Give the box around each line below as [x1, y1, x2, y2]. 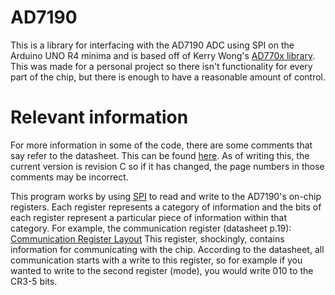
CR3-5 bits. [10, 275, 58, 287]
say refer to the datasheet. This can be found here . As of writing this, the [10, 149, 310, 161]
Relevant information [10, 106, 189, 129]
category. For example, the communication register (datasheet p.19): [10, 222, 292, 234]
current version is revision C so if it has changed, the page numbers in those [10, 160, 325, 172]
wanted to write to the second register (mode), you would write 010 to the [10, 264, 314, 276]
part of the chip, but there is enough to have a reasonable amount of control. [10, 71, 326, 83]
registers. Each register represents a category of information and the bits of [10, 201, 322, 213]
